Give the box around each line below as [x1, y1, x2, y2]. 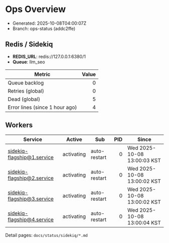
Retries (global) [8, 87, 44, 94]
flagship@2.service [8, 175, 54, 182]
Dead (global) [8, 96, 40, 103]
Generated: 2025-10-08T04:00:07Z [12, 20, 87, 26]
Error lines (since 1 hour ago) [8, 104, 77, 111]
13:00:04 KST [127, 219, 161, 226]
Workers [5, 121, 33, 129]
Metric [34, 70, 51, 77]
